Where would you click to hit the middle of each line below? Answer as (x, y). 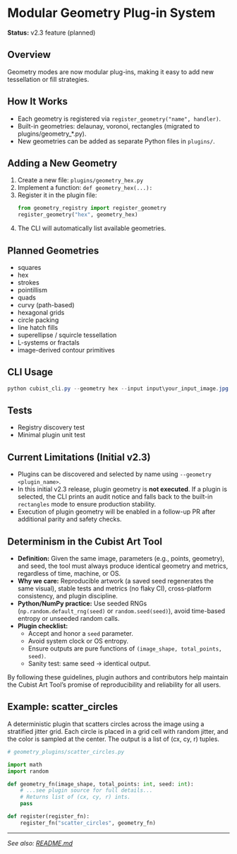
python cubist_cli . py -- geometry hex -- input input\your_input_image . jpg (118, 389)
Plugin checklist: (43, 626)
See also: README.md (40, 843)
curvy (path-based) (46, 304)
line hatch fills (38, 327)
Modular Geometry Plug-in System (111, 13)
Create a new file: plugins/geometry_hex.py (80, 180)
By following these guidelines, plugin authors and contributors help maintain (118, 677)
